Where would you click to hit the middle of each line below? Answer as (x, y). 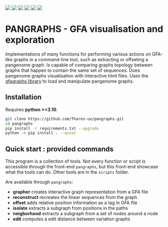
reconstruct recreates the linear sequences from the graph (75, 197)
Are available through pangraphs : (39, 182)
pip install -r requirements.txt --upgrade (52, 128)
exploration (30, 40)
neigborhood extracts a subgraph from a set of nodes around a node (85, 214)
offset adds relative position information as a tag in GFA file (75, 203)
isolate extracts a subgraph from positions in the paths (70, 208)
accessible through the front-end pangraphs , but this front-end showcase (82, 167)
